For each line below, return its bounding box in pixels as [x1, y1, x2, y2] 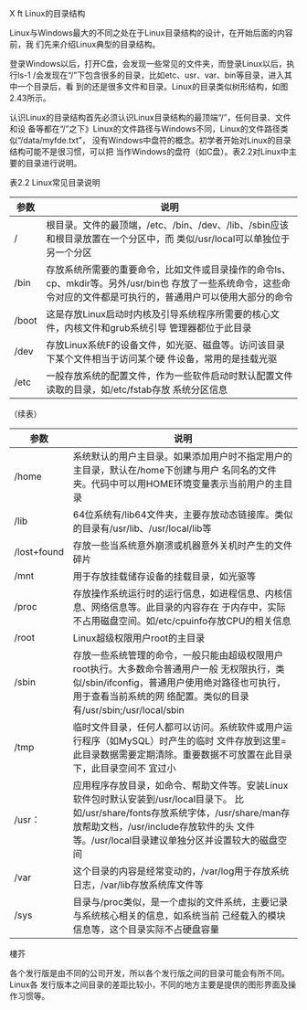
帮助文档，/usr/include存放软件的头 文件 [81, 821, 256, 833]
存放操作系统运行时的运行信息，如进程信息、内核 [72, 588, 284, 600]
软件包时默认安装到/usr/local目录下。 [72, 793, 233, 805]
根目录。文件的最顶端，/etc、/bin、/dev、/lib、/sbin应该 [45, 218, 290, 231]
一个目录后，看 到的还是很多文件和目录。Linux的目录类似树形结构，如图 [16, 81, 289, 91]
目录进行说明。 [25, 158, 82, 168]
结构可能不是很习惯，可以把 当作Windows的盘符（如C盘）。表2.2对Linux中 [9, 146, 290, 157]
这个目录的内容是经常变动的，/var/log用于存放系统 [72, 865, 290, 877]
